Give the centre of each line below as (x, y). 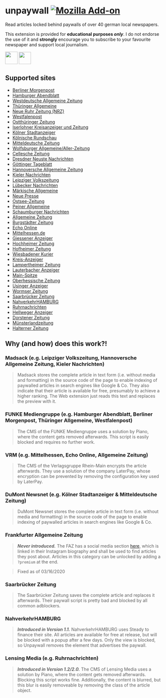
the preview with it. (37, 401)
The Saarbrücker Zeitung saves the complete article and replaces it (86, 595)
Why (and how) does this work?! (56, 344)
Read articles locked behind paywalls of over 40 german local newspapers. (82, 24)
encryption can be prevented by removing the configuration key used (88, 476)
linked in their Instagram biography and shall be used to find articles (86, 551)
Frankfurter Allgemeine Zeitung (44, 535)
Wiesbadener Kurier (33, 254)
